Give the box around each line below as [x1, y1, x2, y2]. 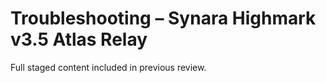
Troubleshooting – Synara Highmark [10, 7, 317, 30]
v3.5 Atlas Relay [10, 28, 148, 51]
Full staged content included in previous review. [10, 61, 207, 73]
